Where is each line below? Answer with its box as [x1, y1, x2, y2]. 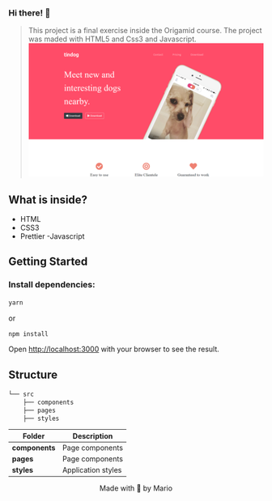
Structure [8, 367, 58, 381]
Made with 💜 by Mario [100, 483, 172, 493]
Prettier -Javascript [19, 231, 85, 241]
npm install [8, 329, 49, 338]
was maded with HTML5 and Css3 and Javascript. [28, 34, 197, 44]
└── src [8, 390, 35, 399]
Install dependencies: [8, 279, 96, 291]
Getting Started [8, 255, 88, 269]
